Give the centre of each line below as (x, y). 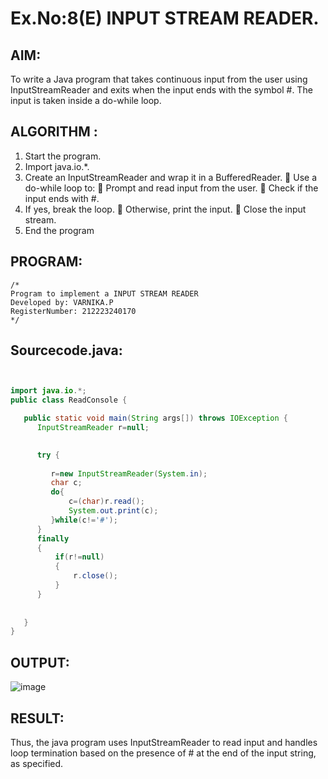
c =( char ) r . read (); (106, 502)
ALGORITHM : (54, 132)
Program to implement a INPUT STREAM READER (104, 293)
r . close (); (95, 576)
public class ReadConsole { (69, 400)
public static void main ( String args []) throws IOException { (155, 418)
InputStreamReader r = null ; (93, 428)
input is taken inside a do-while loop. (86, 100)
